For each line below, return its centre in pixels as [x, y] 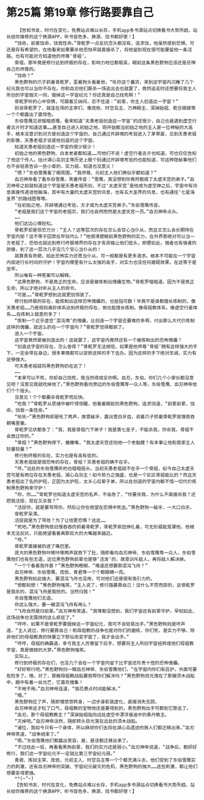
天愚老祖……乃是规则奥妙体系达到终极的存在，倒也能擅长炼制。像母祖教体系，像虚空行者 [100, 308]
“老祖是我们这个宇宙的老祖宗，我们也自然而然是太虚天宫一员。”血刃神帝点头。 [97, 212]
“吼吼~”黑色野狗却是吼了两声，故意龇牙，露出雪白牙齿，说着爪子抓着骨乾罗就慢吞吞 [104, 416]
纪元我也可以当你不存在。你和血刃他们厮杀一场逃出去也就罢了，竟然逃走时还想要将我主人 [101, 88]
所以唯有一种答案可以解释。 [44, 275]
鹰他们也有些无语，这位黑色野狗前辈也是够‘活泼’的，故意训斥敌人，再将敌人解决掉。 [97, 559]
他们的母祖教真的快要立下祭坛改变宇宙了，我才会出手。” [70, 637]
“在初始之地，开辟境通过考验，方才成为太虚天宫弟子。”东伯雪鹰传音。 [89, 205]
